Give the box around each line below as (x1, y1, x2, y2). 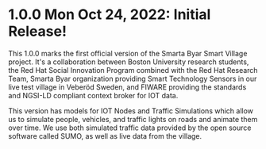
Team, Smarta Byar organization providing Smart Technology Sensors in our (8, 74, 257, 83)
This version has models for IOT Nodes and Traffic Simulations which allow (8, 105, 254, 116)
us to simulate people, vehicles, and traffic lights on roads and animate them (8, 114, 258, 124)
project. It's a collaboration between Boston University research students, (8, 57, 249, 67)
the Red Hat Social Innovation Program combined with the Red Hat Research (8, 65, 258, 74)
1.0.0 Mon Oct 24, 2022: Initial (8, 6, 211, 24)
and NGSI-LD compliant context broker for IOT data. (8, 90, 179, 100)
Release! (8, 22, 67, 40)
